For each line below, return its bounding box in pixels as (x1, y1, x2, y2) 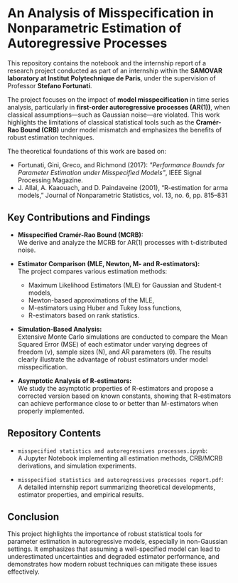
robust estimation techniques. (7, 133, 94, 142)
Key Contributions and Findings (7, 211, 151, 224)
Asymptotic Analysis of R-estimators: (17, 376, 132, 385)
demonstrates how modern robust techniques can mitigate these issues (7, 560, 218, 569)
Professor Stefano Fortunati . (7, 81, 92, 90)
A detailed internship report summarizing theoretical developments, (17, 483, 215, 491)
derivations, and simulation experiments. (17, 461, 137, 470)
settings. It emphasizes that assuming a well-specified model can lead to (7, 545, 221, 553)
